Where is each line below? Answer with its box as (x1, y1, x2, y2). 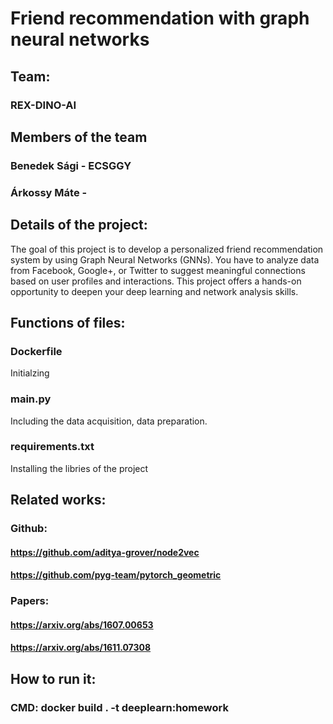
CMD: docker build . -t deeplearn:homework (10, 700, 229, 714)
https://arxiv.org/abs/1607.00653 (10, 618, 154, 631)
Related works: (10, 492, 107, 509)
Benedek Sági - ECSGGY (10, 158, 132, 172)
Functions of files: (10, 314, 126, 331)
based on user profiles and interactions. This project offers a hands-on (10, 275, 302, 287)
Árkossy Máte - (10, 185, 88, 199)
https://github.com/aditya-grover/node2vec (10, 546, 200, 558)
